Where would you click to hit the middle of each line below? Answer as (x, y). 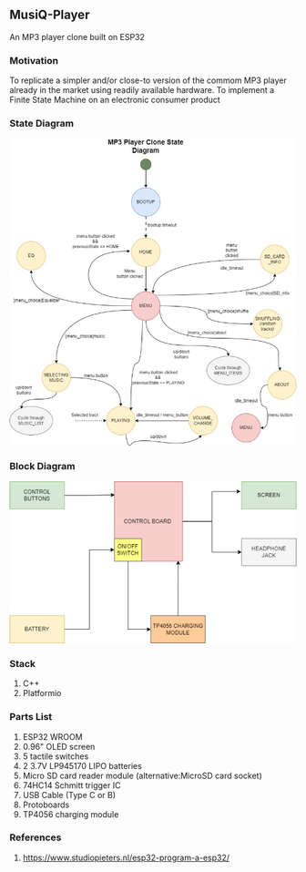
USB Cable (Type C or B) (69, 795)
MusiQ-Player (50, 15)
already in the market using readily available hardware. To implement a (142, 90)
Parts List (31, 717)
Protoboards (46, 805)
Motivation (34, 60)
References (36, 837)
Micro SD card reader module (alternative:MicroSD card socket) (142, 775)
